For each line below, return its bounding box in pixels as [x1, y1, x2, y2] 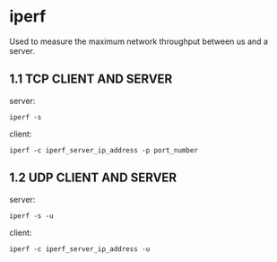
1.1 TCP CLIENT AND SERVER [9, 72, 173, 87]
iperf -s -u [9, 211, 54, 221]
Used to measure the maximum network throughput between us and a [9, 36, 269, 47]
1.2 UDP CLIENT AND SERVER [9, 170, 177, 186]
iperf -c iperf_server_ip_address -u [9, 244, 151, 253]
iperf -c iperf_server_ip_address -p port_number [9, 145, 199, 154]
